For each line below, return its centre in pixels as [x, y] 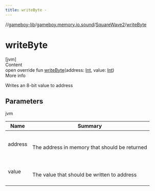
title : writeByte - [26, 10]
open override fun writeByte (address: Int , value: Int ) [60, 70]
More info [16, 75]
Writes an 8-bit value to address [39, 85]
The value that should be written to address [85, 175]
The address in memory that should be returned [90, 147]
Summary [90, 126]
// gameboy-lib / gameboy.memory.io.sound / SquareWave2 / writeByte [76, 24]
